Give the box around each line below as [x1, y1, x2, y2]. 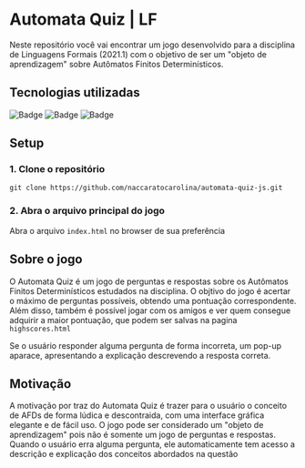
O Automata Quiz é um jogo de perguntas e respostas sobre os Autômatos [9, 276, 289, 287]
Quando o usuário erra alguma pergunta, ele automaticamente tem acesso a [9, 439, 296, 450]
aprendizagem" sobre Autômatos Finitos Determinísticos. [9, 58, 224, 69]
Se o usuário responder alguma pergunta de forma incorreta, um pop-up [9, 340, 282, 351]
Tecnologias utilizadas [9, 85, 140, 100]
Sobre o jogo [9, 251, 83, 268]
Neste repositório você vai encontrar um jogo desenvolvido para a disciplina [9, 39, 296, 50]
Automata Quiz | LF [9, 9, 158, 30]
